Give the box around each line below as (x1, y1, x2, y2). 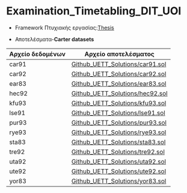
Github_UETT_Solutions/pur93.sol (71, 118, 167, 126)
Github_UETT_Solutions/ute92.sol (71, 167, 167, 175)
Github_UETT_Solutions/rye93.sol (71, 128, 167, 136)
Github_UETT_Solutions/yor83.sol (71, 177, 167, 185)
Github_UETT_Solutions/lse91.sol (71, 108, 165, 117)
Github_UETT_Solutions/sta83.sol (71, 138, 166, 146)
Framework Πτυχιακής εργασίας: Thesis (14, 24, 114, 31)
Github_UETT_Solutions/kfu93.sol (71, 99, 167, 107)
